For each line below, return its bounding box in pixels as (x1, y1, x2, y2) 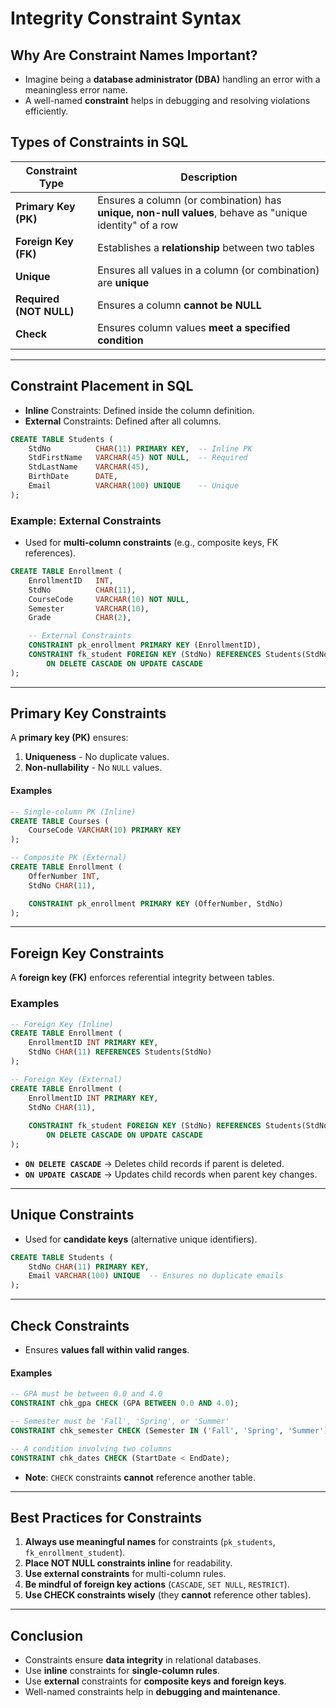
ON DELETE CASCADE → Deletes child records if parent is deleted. (24, 1157, 285, 1169)
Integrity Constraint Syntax (10, 7, 242, 30)
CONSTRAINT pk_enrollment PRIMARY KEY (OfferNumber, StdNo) (28, 898, 284, 909)
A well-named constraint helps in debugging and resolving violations (24, 95, 311, 106)
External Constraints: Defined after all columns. (24, 415, 222, 427)
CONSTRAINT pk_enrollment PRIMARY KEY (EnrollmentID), (28, 640, 262, 651)
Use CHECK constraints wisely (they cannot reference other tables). (24, 1589, 312, 1601)
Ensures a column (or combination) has (97, 193, 282, 207)
